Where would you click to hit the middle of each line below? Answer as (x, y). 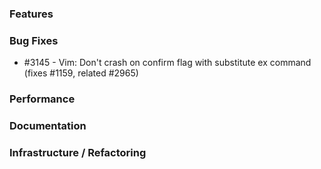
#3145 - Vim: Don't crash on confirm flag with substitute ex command (167, 63)
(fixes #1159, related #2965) (81, 73)
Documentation (48, 126)
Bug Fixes (34, 40)
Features (31, 14)
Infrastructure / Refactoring (78, 152)
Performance (42, 99)
